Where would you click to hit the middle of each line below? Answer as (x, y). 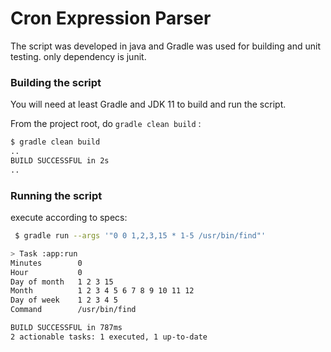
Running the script (56, 195)
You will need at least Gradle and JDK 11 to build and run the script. (148, 104)
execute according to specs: (69, 218)
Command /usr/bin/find (73, 310)
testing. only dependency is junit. (78, 56)
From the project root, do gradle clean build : (106, 124)
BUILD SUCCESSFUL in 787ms (66, 328)
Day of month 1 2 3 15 (62, 282)
